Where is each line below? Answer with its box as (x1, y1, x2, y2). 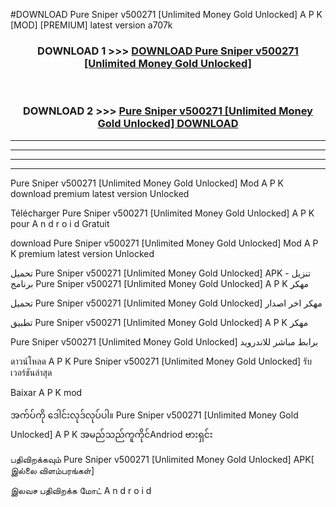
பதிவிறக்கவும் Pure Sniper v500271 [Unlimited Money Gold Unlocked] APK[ (10, 453, 315, 465)
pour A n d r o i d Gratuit (10, 217, 110, 229)
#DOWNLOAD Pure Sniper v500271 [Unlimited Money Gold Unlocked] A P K (10, 9, 323, 20)
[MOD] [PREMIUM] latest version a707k (10, 19, 173, 31)
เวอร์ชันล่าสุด (10, 366, 53, 378)
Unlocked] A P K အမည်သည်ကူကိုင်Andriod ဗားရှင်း (10, 428, 213, 440)
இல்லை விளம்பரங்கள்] (10, 464, 95, 476)
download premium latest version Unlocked (10, 187, 190, 199)
